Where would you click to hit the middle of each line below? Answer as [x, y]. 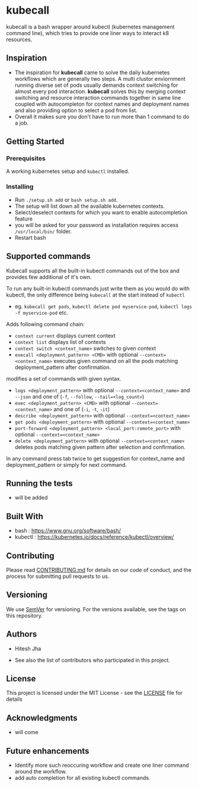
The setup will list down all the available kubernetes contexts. [90, 206]
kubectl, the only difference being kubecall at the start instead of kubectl [95, 295]
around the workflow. [41, 772]
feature [23, 219]
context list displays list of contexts [60, 342]
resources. [19, 39]
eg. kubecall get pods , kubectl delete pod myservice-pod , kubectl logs [103, 306]
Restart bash [30, 238]
